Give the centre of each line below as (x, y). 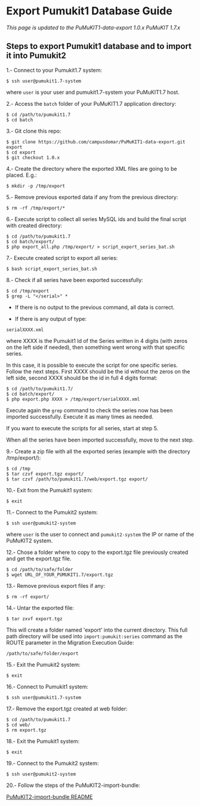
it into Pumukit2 (36, 56)
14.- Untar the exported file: (40, 608)
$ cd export (21, 152)
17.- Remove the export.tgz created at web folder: (67, 709)
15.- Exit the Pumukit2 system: (43, 664)
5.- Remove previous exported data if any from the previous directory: (92, 197)
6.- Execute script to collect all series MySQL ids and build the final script (96, 219)
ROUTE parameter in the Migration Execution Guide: (70, 642)
